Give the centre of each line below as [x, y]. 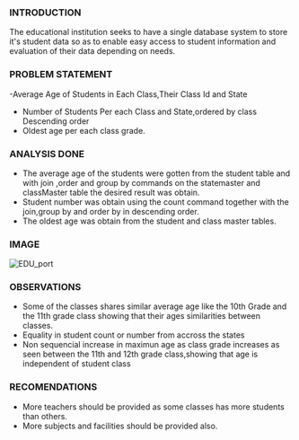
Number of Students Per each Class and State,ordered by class [140, 111]
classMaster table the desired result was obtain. [111, 192]
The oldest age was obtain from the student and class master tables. [149, 221]
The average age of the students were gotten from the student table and [156, 173]
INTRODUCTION [45, 13]
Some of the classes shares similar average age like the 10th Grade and [154, 306]
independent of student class [77, 364]
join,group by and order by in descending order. [110, 211]
